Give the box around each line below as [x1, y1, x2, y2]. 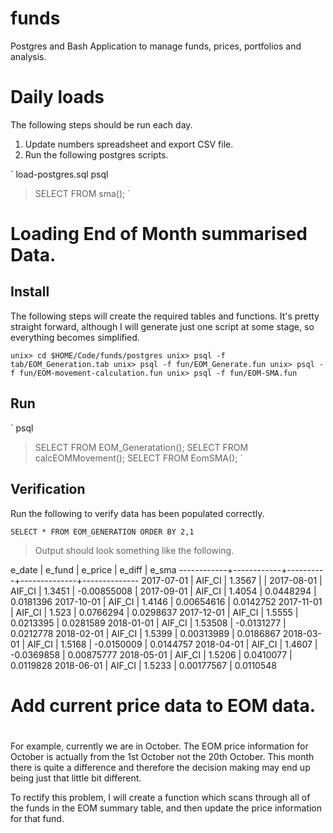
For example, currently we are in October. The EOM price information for [10, 740, 309, 752]
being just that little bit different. [10, 772, 142, 784]
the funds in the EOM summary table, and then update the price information [10, 802, 323, 814]
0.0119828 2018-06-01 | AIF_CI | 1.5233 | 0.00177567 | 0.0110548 [10, 659, 277, 671]
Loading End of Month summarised [10, 223, 308, 246]
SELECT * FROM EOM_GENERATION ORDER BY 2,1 [10, 527, 195, 537]
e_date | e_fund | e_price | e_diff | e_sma [10, 563, 177, 576]
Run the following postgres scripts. [24, 148, 169, 161]
